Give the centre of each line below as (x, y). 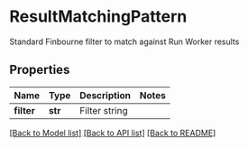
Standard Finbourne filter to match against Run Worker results (124, 41)
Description (105, 95)
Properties (40, 70)
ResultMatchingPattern (98, 17)
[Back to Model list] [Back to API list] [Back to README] (113, 133)
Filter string (104, 110)
